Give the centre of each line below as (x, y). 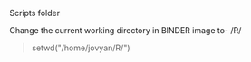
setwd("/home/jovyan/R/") (81, 48)
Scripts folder (35, 13)
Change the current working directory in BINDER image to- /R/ (125, 30)
